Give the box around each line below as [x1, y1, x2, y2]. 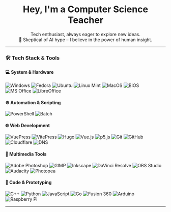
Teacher [68, 14, 103, 26]
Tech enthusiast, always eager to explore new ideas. [30, 31, 141, 37]
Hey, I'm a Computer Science [22, 4, 149, 15]
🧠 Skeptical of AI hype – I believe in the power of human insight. [18, 37, 153, 43]
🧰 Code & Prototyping [5, 179, 52, 186]
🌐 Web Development [5, 122, 50, 128]
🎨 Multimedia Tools [5, 151, 47, 157]
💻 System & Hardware [5, 69, 54, 75]
